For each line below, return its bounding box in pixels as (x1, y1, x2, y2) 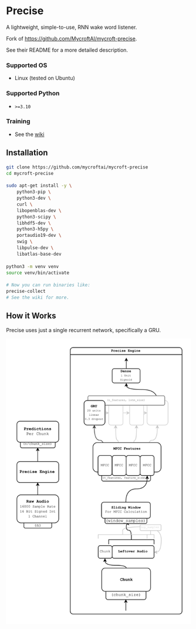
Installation (6, 148, 48, 158)
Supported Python (6, 90, 60, 98)
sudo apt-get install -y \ (6, 183, 72, 189)
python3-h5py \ (16, 226, 54, 232)
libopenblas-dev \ (16, 207, 62, 213)
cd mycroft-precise (6, 170, 54, 176)
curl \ (16, 201, 33, 207)
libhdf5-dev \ (16, 220, 51, 226)
